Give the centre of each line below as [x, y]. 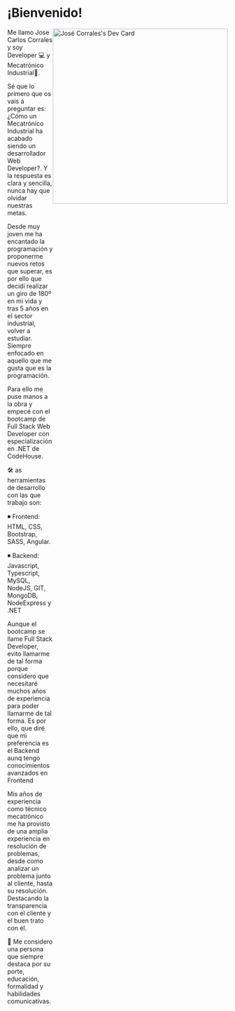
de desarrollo [26, 487]
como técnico [27, 808]
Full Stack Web [29, 426]
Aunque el [22, 624]
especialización [30, 441]
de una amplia [28, 831]
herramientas [27, 480]
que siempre [25, 956]
